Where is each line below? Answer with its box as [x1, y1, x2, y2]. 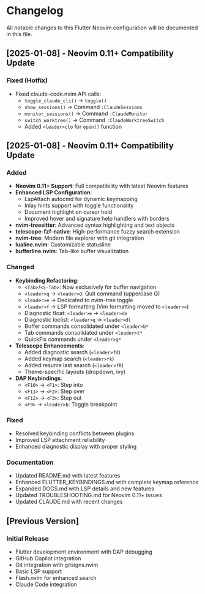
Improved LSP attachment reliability [15, 436, 105, 443]
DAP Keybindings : [15, 375, 62, 382]
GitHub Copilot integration [15, 554, 81, 562]
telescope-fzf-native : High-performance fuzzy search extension [15, 228, 181, 235]
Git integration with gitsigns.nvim [15, 561, 99, 568]
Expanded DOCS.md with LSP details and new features [15, 485, 155, 492]
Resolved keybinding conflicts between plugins [15, 430, 135, 437]
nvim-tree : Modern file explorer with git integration [15, 234, 144, 242]
